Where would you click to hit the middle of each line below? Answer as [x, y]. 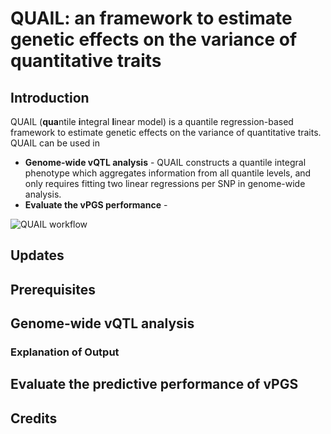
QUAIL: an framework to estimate [151, 18]
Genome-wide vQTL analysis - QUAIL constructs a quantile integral [165, 162]
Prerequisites [53, 289]
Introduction [50, 97]
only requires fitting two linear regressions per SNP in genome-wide [165, 183]
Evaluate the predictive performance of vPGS [154, 384]
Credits [34, 418]
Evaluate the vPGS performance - [96, 205]
